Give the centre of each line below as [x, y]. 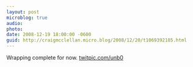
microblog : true [27, 18]
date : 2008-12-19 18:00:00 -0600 [49, 35]
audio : [15, 23]
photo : [15, 29]
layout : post [23, 12]
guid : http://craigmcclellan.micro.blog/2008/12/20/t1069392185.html [97, 40]
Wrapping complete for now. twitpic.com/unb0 [65, 58]
